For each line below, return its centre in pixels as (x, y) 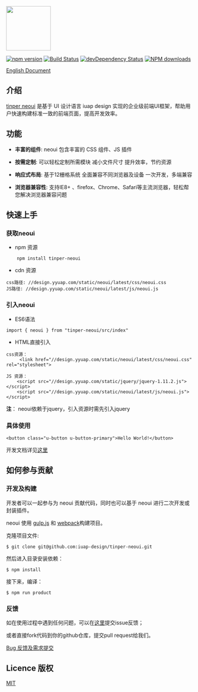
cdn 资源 (25, 270)
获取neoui (21, 233)
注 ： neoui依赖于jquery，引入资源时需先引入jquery (68, 409)
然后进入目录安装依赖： (35, 558)
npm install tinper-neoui (49, 259)
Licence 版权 (30, 669)
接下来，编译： (24, 581)
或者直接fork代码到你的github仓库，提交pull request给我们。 (80, 635)
